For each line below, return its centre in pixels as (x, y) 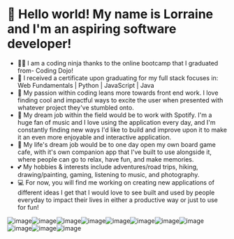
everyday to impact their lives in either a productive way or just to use (117, 200)
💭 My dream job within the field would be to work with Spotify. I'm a (115, 115)
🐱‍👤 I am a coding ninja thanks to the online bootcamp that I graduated (118, 63)
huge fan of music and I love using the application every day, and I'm (116, 122)
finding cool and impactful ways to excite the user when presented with (120, 100)
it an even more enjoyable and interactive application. (94, 137)
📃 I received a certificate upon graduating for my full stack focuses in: (118, 78)
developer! (39, 44)
